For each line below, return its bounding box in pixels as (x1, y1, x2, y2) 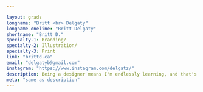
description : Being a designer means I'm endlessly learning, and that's (6, 71, 198, 77)
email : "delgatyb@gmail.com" (6, 59, 80, 66)
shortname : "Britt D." (6, 31, 64, 37)
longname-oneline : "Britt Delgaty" (6, 26, 97, 32)
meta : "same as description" (6, 77, 80, 83)
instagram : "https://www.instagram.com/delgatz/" (6, 65, 135, 71)
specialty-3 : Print (6, 48, 56, 55)
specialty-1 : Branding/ (6, 37, 67, 43)
